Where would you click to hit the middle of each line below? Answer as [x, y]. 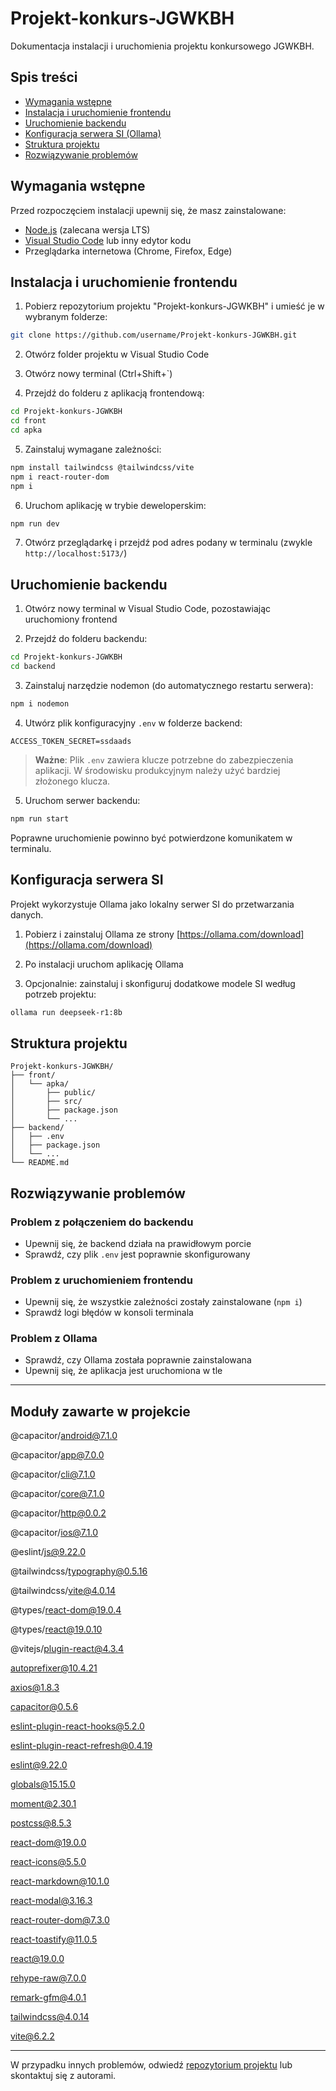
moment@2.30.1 [43, 1804]
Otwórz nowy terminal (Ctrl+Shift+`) [98, 374]
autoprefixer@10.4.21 [54, 1668]
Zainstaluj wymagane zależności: [93, 449]
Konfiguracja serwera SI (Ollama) [93, 133]
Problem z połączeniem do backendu [102, 1222]
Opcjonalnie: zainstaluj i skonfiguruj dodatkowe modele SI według [160, 983]
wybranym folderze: [66, 317]
